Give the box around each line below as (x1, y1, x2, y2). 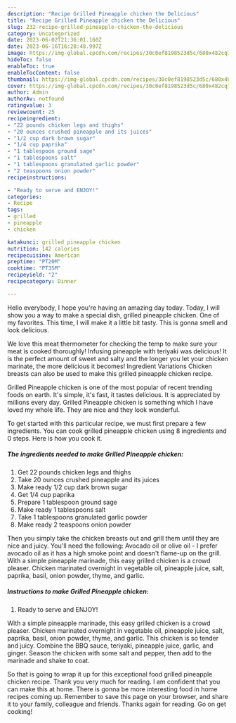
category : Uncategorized (7, 30, 80, 37)
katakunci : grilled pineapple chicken (7, 239, 121, 246)
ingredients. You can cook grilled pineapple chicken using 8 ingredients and (7, 427, 227, 435)
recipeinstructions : (7, 174, 68, 181)
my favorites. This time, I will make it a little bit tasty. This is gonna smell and (7, 318, 228, 327)
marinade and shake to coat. (7, 656, 90, 665)
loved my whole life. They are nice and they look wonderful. (7, 405, 181, 414)
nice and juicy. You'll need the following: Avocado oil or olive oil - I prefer (7, 541, 218, 550)
